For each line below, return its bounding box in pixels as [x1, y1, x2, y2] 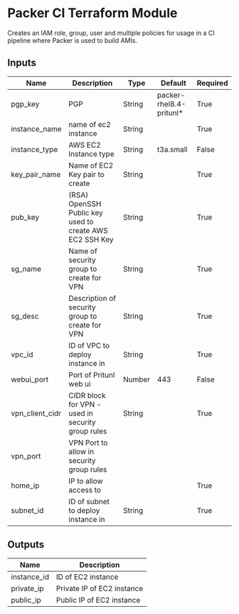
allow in [68, 446, 95, 456]
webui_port [11, 374, 48, 384]
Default [161, 78, 186, 88]
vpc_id [11, 349, 33, 359]
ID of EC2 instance [55, 572, 119, 582]
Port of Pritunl [68, 369, 115, 379]
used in [68, 408, 94, 418]
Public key [68, 208, 103, 218]
